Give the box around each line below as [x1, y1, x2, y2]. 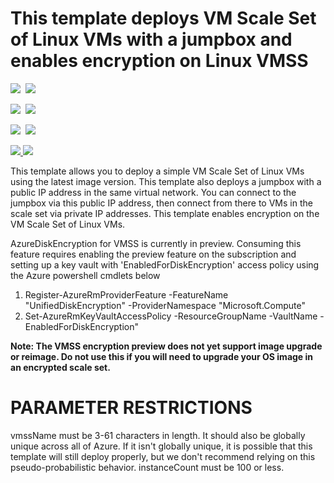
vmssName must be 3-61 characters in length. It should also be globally [10, 429, 306, 441]
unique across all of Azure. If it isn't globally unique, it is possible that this [10, 440, 313, 452]
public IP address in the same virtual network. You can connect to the [10, 186, 297, 198]
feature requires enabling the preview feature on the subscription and [10, 248, 297, 260]
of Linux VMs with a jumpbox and [10, 28, 293, 51]
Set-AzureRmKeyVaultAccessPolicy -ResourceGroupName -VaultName [24, 310, 318, 322]
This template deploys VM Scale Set [10, 7, 317, 30]
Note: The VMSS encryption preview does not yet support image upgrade [10, 340, 323, 352]
